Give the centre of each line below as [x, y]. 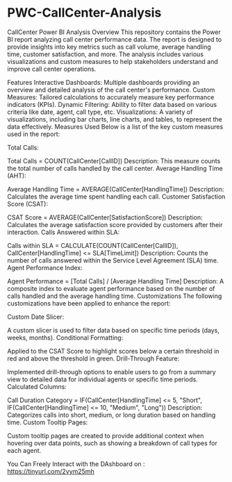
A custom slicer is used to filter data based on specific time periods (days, [114, 330]
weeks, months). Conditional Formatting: [65, 338]
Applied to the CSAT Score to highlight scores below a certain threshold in [113, 351]
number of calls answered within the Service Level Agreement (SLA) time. [113, 260]
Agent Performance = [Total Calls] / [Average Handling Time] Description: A [116, 281]
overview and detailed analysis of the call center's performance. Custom [111, 90]
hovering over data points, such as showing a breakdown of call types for [112, 443]
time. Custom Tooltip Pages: [48, 422]
